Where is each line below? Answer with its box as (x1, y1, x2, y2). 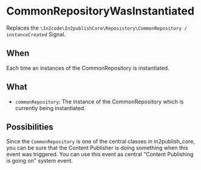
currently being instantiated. (15, 104, 86, 111)
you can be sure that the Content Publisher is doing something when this (6, 144, 188, 152)
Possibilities (6, 122, 53, 132)
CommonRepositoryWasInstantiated (6, 4, 195, 18)
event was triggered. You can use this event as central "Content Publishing (6, 151, 194, 158)
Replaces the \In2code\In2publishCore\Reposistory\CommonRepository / (6, 24, 187, 31)
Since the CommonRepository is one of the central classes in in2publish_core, (6, 138, 196, 145)
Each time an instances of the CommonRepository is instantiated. (6, 64, 169, 71)
